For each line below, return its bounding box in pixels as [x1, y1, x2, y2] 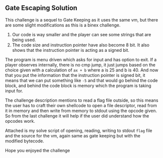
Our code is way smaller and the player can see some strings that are [12, 31, 151, 37]
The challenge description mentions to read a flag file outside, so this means [5, 97, 159, 103]
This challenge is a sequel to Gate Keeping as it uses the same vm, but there [5, 17, 158, 23]
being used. [12, 37, 36, 43]
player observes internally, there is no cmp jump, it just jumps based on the [5, 62, 156, 68]
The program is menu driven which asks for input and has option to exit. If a [5, 56, 157, 63]
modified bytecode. [5, 138, 45, 144]
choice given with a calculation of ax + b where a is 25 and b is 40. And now [5, 67, 159, 73]
